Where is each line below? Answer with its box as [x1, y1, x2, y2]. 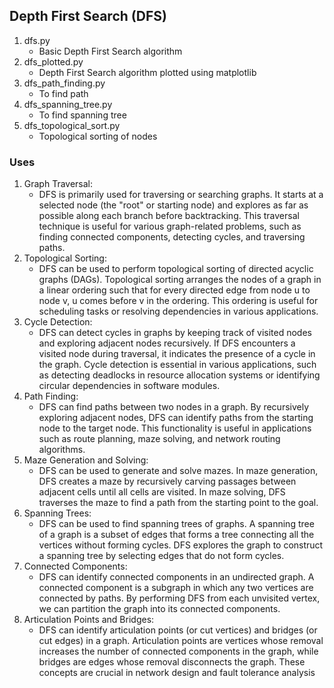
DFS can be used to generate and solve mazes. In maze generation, [38, 465, 319, 477]
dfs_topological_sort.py [23, 119, 121, 131]
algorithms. [38, 444, 86, 456]
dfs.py [23, 34, 51, 46]
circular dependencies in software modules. [38, 380, 221, 392]
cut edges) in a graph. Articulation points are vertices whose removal [38, 635, 324, 647]
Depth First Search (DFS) [9, 8, 167, 25]
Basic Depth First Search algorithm [38, 45, 183, 57]
